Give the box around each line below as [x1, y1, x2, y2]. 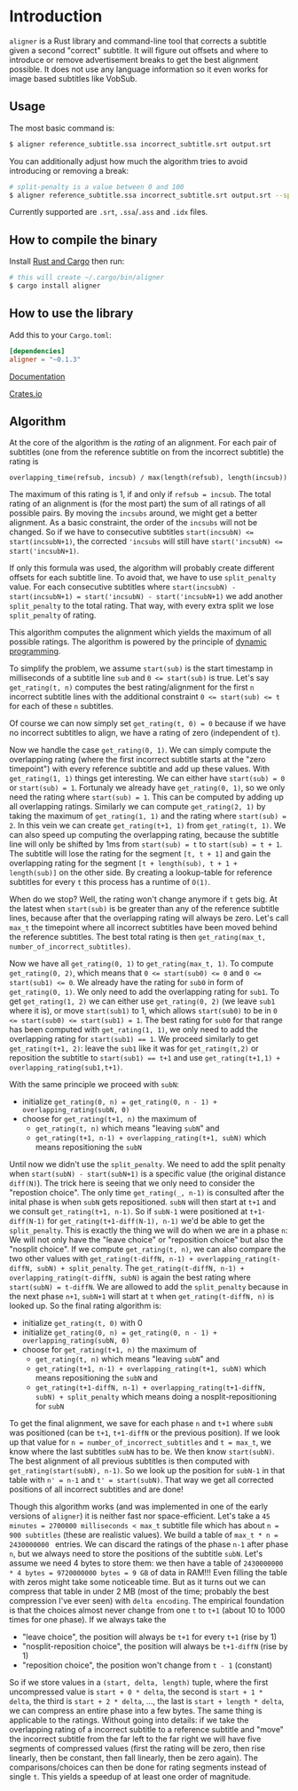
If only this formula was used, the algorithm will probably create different [9, 563, 275, 573]
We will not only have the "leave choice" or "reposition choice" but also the [9, 1235, 284, 1245]
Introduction [9, 6, 103, 27]
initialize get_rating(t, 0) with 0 [21, 1318, 144, 1329]
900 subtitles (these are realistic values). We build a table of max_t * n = [9, 1529, 278, 1541]
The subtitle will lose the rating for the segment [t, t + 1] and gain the [9, 848, 271, 859]
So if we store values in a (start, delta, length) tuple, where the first [9, 1677, 269, 1688]
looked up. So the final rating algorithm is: [9, 1300, 162, 1311]
